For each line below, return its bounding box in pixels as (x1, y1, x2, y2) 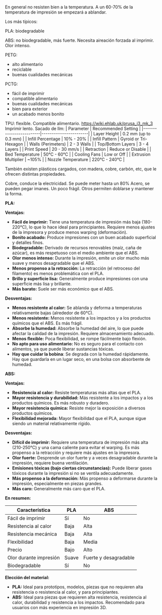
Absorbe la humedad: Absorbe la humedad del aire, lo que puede (12, 325, 144, 331)
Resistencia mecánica (7, 531, 57, 537)
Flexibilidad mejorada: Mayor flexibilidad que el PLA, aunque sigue (12, 416, 147, 421)
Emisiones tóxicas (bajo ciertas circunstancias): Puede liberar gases (12, 465, 152, 471)
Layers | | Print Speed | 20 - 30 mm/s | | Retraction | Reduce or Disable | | (5, 146, 151, 152)
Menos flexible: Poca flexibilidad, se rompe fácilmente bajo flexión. (12, 336, 147, 341)
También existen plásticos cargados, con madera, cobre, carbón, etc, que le (5, 166, 157, 172)
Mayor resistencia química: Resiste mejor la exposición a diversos (12, 405, 146, 411)
